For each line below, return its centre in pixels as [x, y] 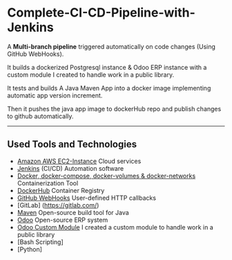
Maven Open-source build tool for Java [73, 212]
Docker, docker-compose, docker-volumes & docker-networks [106, 176]
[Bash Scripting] [40, 242]
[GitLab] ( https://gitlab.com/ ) [58, 205]
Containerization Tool [48, 183]
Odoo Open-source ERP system [62, 220]
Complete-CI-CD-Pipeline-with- [101, 13]
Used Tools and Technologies [72, 144]
